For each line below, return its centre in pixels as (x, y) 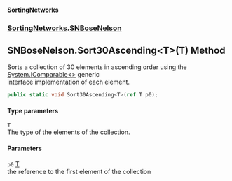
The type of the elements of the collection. (69, 132)
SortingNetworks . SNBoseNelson (64, 28)
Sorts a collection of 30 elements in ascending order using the (97, 67)
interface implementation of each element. (69, 82)
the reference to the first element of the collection (79, 171)
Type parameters (33, 110)
